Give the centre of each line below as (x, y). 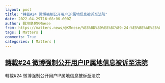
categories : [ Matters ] (30, 42)
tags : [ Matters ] (24, 32)
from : (11, 28)
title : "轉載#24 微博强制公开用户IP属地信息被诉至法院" (56, 14)
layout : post (18, 10)
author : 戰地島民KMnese (28, 23)
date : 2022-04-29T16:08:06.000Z (38, 19)
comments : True (21, 37)
